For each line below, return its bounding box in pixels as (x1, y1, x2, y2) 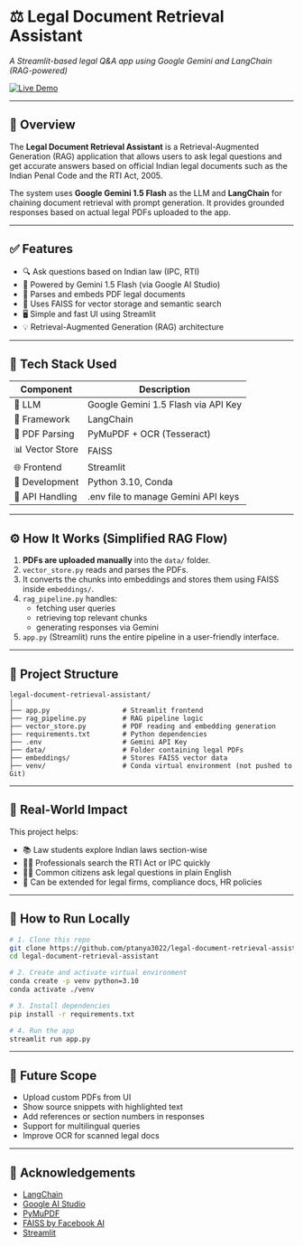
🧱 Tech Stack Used (9, 356, 117, 371)
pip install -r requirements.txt (9, 1009, 135, 1018)
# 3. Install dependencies (9, 1001, 111, 1010)
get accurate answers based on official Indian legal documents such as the (9, 160, 289, 171)
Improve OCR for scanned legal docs (22, 1130, 160, 1141)
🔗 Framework (14, 413, 70, 426)
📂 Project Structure (9, 666, 119, 681)
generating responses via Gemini (35, 622, 160, 633)
